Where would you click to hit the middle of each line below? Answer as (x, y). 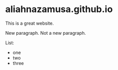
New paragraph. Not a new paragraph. (46, 33)
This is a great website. (30, 23)
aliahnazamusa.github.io (59, 9)
